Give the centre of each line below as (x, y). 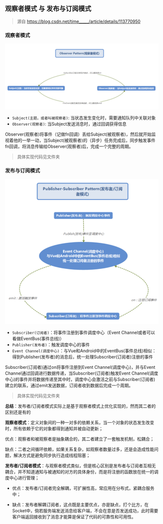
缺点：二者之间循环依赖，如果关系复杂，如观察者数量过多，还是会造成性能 (80, 449)
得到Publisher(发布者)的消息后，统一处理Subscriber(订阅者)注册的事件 (82, 357)
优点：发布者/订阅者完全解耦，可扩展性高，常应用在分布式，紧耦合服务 (83, 488)
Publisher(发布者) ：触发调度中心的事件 (51, 344)
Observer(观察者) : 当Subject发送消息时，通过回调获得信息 (69, 124)
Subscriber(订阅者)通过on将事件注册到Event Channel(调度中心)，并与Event (80, 367)
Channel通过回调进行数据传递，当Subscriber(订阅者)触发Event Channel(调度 (82, 373)
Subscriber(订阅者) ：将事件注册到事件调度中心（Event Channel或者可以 (83, 332)
